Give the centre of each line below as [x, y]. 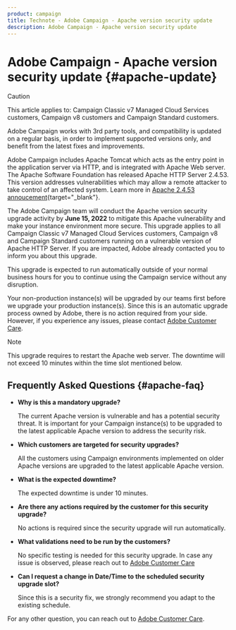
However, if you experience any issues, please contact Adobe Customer [112, 321]
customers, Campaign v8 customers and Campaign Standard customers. [113, 118]
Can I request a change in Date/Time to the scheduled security [111, 576]
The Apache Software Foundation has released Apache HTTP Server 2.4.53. [118, 175]
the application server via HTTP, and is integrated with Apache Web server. [116, 167]
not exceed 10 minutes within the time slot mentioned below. [95, 363]
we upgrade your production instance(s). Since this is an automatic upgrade [118, 306]
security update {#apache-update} [112, 77]
